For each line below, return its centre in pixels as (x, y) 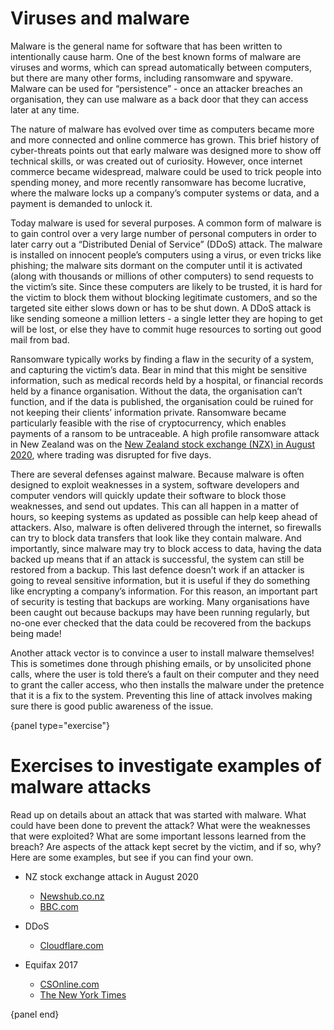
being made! (36, 633)
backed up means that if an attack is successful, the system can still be (157, 559)
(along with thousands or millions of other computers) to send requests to (162, 276)
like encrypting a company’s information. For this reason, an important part (164, 591)
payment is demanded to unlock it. (81, 203)
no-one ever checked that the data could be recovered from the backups (161, 623)
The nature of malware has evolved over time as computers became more (162, 129)
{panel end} (35, 1014)
